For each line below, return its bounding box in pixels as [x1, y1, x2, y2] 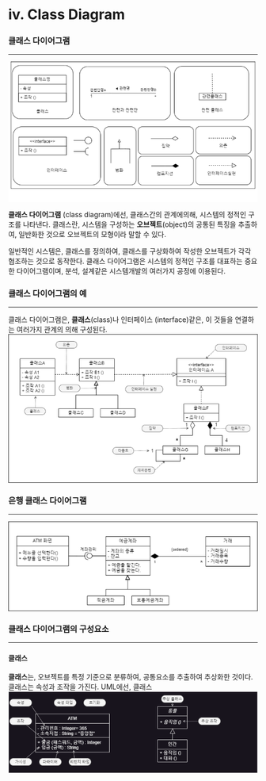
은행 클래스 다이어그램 [8, 496, 87, 507]
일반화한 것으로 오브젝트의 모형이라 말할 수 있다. [18, 229, 166, 239]
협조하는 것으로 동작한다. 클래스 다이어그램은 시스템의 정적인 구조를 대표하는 [8, 256, 243, 266]
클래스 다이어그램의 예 [8, 288, 87, 299]
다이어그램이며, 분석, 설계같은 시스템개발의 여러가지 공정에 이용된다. [16, 266, 226, 275]
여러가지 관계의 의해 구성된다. [16, 325, 108, 335]
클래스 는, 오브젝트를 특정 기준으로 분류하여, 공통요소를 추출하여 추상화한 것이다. [8, 672, 253, 682]
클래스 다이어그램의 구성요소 [8, 623, 109, 634]
